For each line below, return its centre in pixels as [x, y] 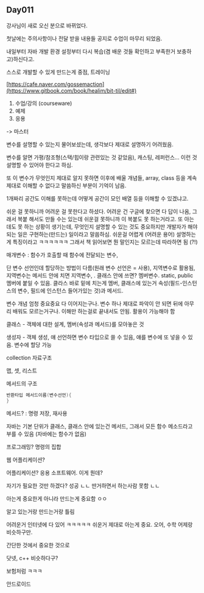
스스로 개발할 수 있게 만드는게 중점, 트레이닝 [58, 72]
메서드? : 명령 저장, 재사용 [37, 413]
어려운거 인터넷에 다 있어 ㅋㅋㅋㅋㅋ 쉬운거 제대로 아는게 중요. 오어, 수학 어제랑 [100, 524]
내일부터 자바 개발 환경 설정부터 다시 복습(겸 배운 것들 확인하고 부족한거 [91, 51]
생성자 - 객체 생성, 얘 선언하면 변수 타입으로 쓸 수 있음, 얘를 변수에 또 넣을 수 [97, 337]
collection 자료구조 [29, 357]
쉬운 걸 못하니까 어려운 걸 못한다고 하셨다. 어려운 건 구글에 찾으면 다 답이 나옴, [99, 211]
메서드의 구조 [22, 383]
